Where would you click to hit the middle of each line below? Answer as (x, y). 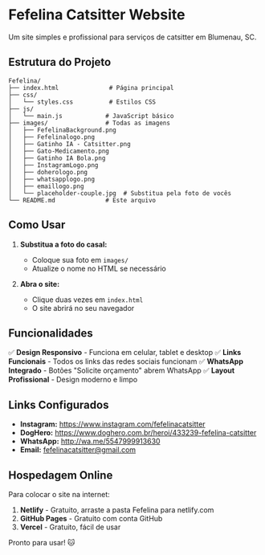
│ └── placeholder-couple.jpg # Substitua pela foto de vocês (120, 193)
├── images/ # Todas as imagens (90, 123)
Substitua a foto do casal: (63, 244)
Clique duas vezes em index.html (88, 300)
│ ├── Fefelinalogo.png (51, 137)
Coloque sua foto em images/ (80, 259)
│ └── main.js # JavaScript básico (91, 116)
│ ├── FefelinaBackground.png (62, 130)
